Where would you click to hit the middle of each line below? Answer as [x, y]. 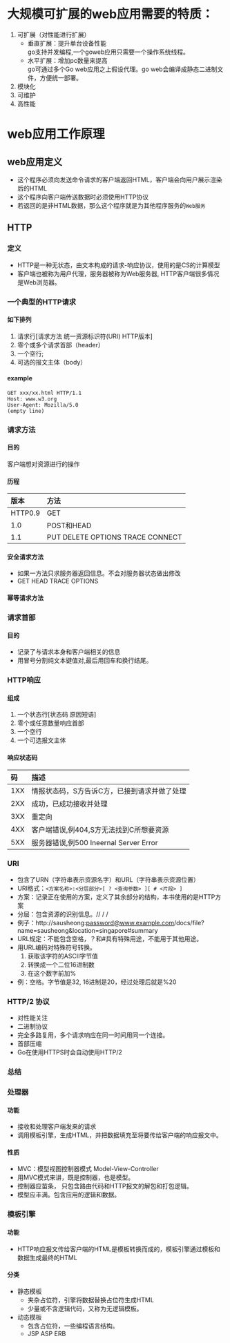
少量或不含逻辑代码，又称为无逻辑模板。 [85, 1308]
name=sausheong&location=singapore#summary [87, 930]
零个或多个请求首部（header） [61, 345]
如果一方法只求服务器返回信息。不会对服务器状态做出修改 [99, 573]
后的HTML [32, 188]
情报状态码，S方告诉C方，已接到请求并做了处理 [109, 791]
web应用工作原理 [56, 134]
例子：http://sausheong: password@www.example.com [96, 922]
